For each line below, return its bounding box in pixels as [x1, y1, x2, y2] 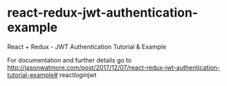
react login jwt [59, 71, 97, 79]
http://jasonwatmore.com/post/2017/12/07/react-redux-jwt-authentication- [7, 63, 220, 71]
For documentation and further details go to [7, 55, 132, 64]
